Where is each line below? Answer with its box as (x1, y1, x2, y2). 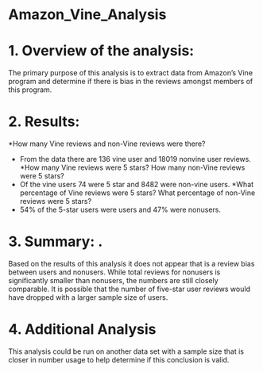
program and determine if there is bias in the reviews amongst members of (8, 77, 253, 86)
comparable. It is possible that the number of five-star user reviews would (8, 284, 250, 293)
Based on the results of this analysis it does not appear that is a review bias (8, 259, 255, 268)
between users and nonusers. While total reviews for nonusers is (8, 267, 221, 277)
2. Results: (8, 113, 80, 131)
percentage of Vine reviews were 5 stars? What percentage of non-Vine (19, 188, 256, 198)
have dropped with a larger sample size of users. (8, 293, 168, 302)
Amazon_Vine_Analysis (8, 6, 167, 24)
